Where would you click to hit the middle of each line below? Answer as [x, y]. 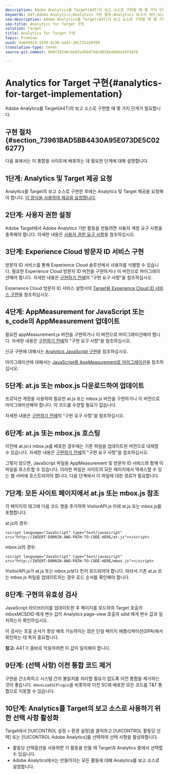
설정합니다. [23, 767]
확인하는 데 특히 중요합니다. [32, 637]
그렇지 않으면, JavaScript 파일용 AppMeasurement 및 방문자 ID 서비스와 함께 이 [84, 463]
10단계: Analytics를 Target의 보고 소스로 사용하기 [79, 708]
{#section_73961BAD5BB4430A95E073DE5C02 [82, 140]
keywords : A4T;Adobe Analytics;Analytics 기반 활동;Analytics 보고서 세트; [82, 15]
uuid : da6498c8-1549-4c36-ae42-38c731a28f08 [53, 43]
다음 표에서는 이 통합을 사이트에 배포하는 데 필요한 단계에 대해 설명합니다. [77, 161]
